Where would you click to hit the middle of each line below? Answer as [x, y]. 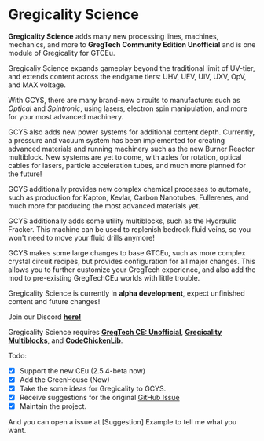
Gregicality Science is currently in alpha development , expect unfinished [126, 293]
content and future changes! [54, 301]
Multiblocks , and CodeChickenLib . [66, 340]
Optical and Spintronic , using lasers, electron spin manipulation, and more [128, 108]
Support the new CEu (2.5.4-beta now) [82, 370]
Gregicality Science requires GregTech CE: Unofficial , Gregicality [115, 332]
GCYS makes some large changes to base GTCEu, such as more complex [127, 252]
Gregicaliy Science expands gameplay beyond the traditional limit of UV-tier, [132, 68]
